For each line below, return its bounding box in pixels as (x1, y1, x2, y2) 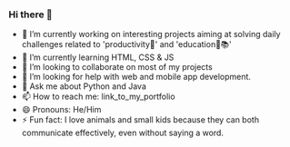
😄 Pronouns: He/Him (21, 104, 102, 115)
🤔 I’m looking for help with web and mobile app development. (21, 72, 252, 83)
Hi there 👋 (8, 8, 54, 21)
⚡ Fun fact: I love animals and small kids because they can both (21, 114, 260, 125)
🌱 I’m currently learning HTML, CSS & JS (21, 52, 175, 63)
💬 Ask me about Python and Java (21, 81, 147, 92)
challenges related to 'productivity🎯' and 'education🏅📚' (21, 39, 233, 50)
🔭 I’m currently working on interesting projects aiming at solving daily (21, 29, 281, 40)
